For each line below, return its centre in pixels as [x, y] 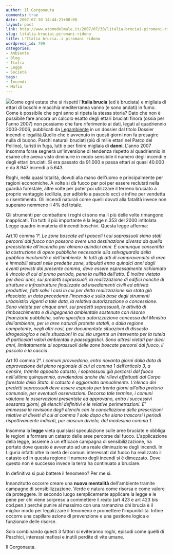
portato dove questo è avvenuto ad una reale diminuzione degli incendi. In [84, 447]
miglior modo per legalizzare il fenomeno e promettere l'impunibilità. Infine [84, 510]
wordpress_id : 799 [25, 44]
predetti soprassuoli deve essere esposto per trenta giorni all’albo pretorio [84, 388]
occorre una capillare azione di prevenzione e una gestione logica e [78, 516]
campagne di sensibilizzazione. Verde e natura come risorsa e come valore [85, 489]
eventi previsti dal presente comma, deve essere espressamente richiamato [86, 268]
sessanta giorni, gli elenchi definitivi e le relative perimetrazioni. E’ [76, 404]
